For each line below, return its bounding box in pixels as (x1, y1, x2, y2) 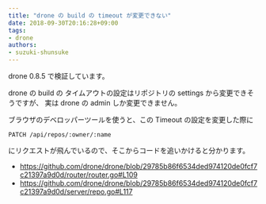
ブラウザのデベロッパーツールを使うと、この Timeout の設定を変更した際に (8, 115, 254, 124)
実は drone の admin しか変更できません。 (44, 98, 182, 107)
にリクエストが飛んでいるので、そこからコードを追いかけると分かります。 (8, 146, 250, 155)
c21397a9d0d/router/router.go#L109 (19, 170, 139, 179)
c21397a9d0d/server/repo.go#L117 (19, 187, 133, 196)
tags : (8, 26, 26, 34)
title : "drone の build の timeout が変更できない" (8, 11, 172, 20)
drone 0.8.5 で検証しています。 (8, 71, 109, 80)
